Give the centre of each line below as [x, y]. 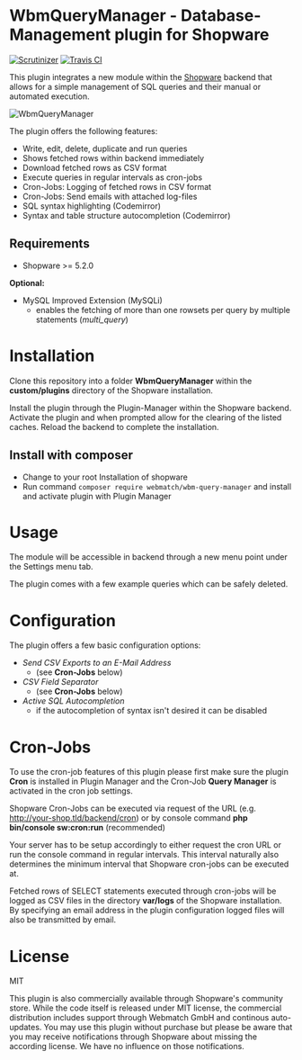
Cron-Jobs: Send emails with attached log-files [110, 196]
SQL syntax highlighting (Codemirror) [92, 206]
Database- [221, 16]
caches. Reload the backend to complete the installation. [114, 427]
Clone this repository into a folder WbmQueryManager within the [131, 381]
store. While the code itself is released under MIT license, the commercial [146, 1008]
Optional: [27, 283]
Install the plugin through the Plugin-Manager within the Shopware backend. [151, 408]
